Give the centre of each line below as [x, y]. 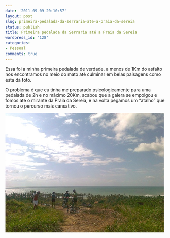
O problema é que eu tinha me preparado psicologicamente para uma [78, 90]
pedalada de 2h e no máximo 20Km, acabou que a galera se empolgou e [81, 95]
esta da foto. [19, 80]
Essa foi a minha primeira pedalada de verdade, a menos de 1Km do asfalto [84, 69]
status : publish [22, 27]
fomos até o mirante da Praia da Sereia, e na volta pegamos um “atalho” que [85, 100]
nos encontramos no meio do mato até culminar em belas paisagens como [83, 74]
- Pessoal [16, 48]
